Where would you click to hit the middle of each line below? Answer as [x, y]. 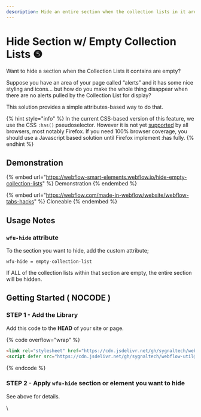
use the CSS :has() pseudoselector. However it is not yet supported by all [97, 125]
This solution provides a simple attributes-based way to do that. [85, 107]
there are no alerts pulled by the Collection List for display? [79, 95]
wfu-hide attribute [32, 238]
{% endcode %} [26, 368]
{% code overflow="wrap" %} [43, 340]
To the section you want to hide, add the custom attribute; [77, 251]
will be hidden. [24, 279]
